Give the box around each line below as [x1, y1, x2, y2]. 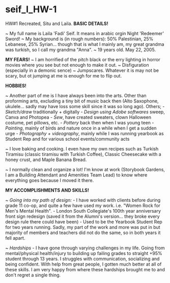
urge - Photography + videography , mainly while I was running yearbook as [5, 130, 164, 136]
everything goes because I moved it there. [5, 177, 94, 183]
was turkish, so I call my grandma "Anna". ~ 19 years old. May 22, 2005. [5, 46, 156, 53]
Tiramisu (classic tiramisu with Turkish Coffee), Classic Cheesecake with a [5, 151, 161, 157]
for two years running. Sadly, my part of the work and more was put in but [5, 224, 160, 230]
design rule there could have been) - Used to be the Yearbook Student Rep [5, 218, 163, 225]
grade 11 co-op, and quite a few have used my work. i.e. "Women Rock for [5, 202, 160, 209]
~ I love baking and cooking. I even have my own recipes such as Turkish [5, 145, 159, 151]
